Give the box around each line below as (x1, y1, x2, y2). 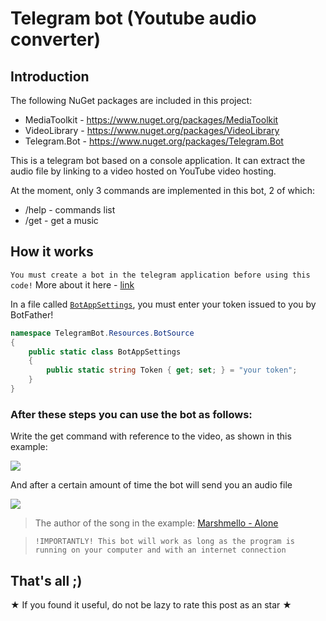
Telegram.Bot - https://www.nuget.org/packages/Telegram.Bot (24, 135, 284, 147)
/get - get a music (24, 215, 99, 226)
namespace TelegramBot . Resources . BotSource (10, 328, 195, 338)
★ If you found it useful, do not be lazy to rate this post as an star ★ (10, 599, 292, 611)
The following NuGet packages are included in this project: (10, 95, 253, 106)
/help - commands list (24, 204, 116, 216)
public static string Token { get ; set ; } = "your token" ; (46, 365, 298, 376)
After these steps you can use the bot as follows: (10, 407, 253, 421)
